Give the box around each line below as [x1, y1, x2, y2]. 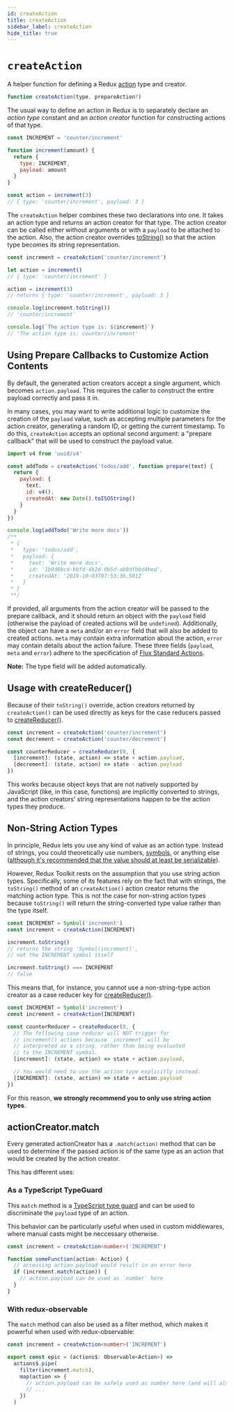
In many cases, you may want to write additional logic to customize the [7, 407, 210, 415]
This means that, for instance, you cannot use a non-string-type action [7, 983, 211, 991]
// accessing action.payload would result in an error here [13, 1262, 192, 1269]
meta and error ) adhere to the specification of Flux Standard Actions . [7, 649, 205, 657]
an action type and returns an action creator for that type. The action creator [7, 218, 227, 226]
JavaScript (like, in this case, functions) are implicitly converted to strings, [7, 787, 219, 796]
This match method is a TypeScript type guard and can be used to [7, 1201, 195, 1209]
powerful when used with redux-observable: [7, 1328, 135, 1336]
